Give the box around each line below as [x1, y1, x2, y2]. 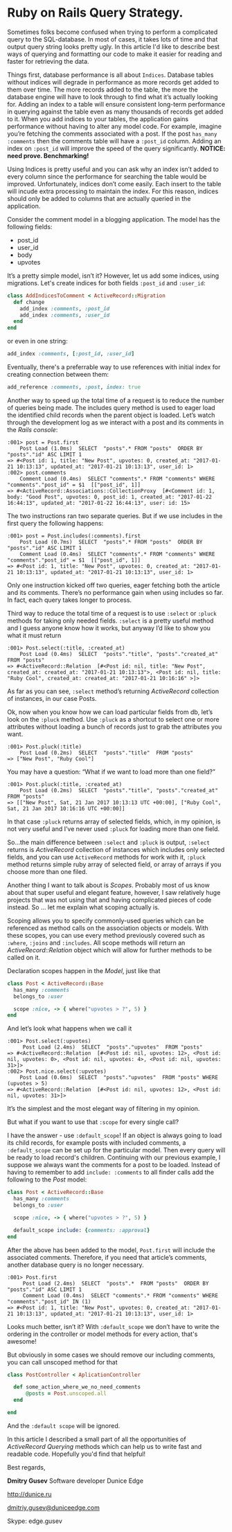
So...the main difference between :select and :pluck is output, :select [7, 838, 210, 846]
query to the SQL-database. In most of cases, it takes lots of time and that [7, 35, 218, 43]
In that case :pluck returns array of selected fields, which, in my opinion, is [7, 817, 221, 826]
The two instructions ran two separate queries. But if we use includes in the [7, 511, 223, 520]
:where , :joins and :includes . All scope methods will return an [7, 938, 186, 947]
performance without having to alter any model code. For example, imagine [7, 122, 222, 130]
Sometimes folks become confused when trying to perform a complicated [7, 28, 218, 36]
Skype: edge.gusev [7, 1517, 62, 1525]
